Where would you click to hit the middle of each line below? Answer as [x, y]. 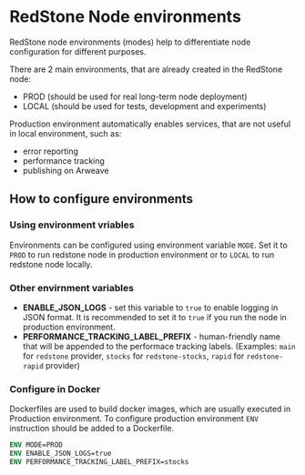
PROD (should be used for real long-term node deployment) [135, 96]
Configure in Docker [55, 389]
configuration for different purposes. [78, 51]
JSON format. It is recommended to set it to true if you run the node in [154, 317]
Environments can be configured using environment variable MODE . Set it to [149, 245]
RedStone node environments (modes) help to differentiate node [130, 42]
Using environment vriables [72, 225]
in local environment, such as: [66, 133]
